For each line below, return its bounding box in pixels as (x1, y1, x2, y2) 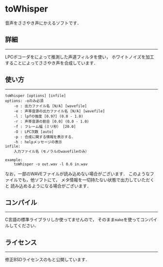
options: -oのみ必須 (5, 98, 44, 103)
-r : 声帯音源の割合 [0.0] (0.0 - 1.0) (14, 119, 89, 124)
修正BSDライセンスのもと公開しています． (5, 257, 90, 263)
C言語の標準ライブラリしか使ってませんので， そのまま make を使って (5, 217, 141, 222)
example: (5, 157, 23, 162)
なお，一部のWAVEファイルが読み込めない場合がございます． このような (5, 171, 150, 176)
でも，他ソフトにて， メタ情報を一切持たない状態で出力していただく (17, 177, 154, 183)
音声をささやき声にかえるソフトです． (5, 20, 81, 26)
